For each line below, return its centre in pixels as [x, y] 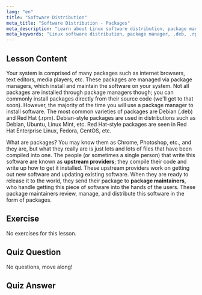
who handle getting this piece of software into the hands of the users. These [101, 187]
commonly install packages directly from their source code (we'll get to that [100, 98]
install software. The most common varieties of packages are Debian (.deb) [100, 111]
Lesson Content [37, 59]
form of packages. [29, 200]
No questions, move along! [39, 267]
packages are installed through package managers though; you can [90, 92]
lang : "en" [20, 12]
